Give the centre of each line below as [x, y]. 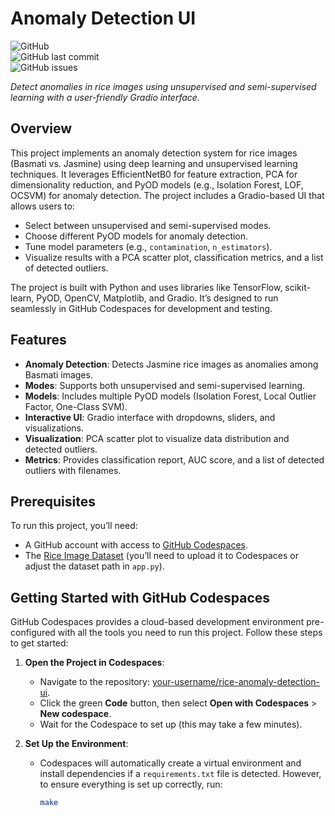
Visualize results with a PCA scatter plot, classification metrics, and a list [174, 257]
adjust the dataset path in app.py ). [94, 566]
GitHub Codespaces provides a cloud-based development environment [157, 622]
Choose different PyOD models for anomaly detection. [136, 236]
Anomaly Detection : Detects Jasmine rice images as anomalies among [171, 364]
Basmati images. [58, 374]
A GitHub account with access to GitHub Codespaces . [136, 545]
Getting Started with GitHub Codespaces [140, 597]
